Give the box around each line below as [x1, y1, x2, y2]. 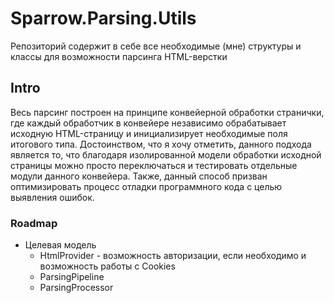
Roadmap [10, 216, 58, 230]
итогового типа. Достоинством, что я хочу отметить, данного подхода [10, 138, 312, 150]
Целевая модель [24, 239, 97, 251]
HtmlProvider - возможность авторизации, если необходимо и [39, 250, 307, 262]
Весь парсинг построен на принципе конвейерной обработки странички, [10, 106, 325, 118]
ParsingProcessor [39, 282, 114, 294]
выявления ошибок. [10, 191, 95, 203]
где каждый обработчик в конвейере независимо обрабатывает [10, 117, 287, 129]
